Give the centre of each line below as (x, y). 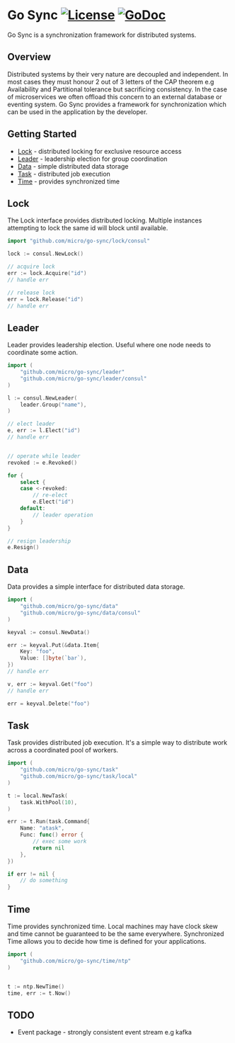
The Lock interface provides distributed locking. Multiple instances (105, 220)
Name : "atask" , (42, 828)
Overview (29, 57)
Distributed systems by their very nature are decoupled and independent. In (118, 74)
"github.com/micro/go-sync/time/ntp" (76, 961)
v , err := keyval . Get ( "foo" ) (50, 684)
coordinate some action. (43, 353)
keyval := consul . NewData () (49, 632)
